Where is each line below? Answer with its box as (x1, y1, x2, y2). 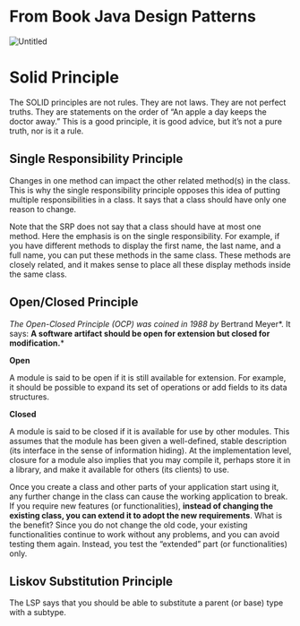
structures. (9, 391, 49, 402)
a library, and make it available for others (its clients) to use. (9, 464, 230, 475)
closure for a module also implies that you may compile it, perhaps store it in (9, 454, 291, 465)
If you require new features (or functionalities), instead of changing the (9, 500, 273, 511)
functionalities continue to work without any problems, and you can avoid (9, 528, 280, 539)
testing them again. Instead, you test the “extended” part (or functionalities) (9, 538, 288, 549)
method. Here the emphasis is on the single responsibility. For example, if (9, 230, 280, 241)
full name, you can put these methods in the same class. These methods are (9, 249, 291, 261)
